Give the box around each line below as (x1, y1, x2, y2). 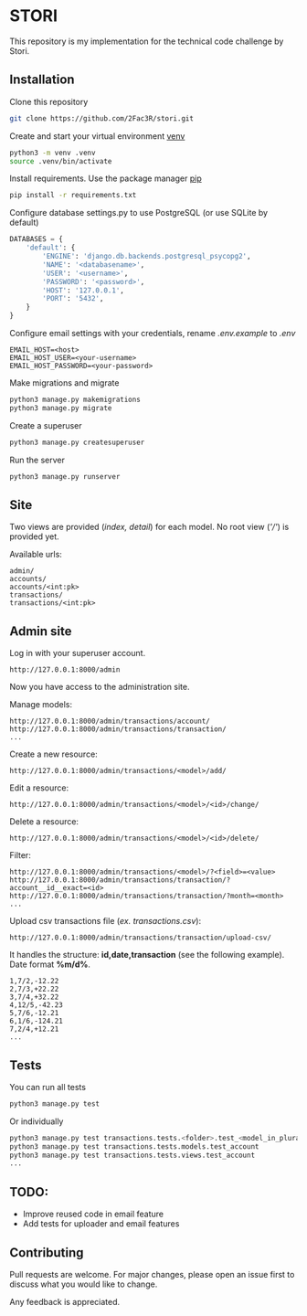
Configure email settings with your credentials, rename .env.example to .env (9, 328, 296, 338)
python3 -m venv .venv (9, 148, 96, 157)
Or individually (9, 1116, 64, 1127)
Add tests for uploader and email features (22, 1218, 180, 1229)
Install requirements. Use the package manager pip (9, 173, 203, 184)
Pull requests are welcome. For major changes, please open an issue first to (9, 1268, 295, 1279)
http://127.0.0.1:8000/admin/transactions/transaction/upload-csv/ (9, 933, 272, 942)
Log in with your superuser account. (9, 648, 146, 659)
